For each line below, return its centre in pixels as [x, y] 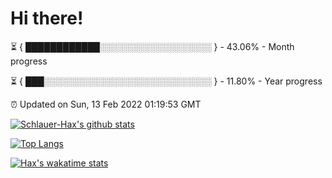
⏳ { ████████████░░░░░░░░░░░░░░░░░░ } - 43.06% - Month [152, 46]
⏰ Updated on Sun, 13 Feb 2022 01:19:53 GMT [106, 104]
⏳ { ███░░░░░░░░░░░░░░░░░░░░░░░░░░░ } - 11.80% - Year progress [166, 81]
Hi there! [47, 18]
